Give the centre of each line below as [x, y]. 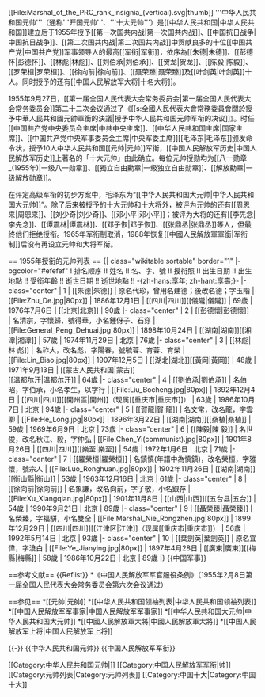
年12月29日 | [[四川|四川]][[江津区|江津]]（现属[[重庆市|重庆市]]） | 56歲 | [127, 528]
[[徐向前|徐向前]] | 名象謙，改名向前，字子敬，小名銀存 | [100, 489]
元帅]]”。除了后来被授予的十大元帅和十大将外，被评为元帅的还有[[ [129, 204]
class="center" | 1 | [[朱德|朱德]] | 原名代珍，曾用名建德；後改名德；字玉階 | [131, 291]
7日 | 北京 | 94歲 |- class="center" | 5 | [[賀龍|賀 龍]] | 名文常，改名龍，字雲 [131, 409]
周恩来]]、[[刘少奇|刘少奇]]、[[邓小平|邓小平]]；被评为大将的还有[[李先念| [136, 214]
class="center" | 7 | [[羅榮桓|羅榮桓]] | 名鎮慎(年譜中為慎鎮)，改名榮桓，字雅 [132, 459]
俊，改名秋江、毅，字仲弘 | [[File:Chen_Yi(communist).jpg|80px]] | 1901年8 [130, 439]
